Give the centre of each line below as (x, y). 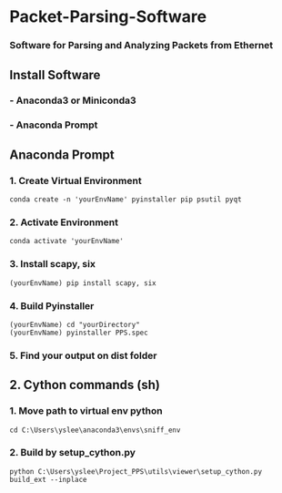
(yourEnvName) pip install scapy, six (83, 283)
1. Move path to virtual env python (86, 411)
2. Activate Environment (64, 222)
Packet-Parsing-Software (108, 17)
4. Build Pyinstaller (52, 305)
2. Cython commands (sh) (85, 385)
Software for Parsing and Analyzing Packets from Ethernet (141, 46)
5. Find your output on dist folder (83, 355)
